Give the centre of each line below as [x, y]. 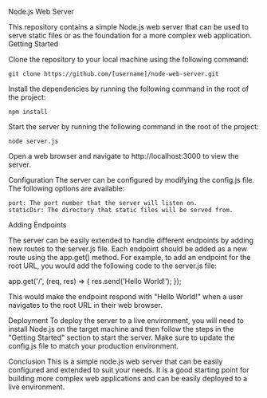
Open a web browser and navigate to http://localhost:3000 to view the [124, 156]
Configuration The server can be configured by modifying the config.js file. [132, 180]
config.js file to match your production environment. [94, 346]
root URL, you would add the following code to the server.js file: [113, 266]
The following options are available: [67, 188]
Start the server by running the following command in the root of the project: [133, 126]
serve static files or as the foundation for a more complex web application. [130, 35]
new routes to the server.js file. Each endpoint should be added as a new [128, 249]
